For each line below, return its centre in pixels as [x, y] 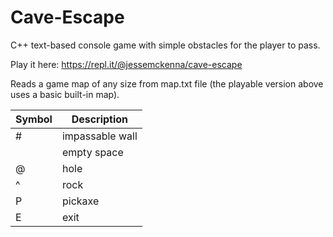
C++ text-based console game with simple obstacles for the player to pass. [165, 45]
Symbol [34, 119]
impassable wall [99, 136]
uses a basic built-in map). [65, 94]
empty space [92, 152]
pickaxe [80, 201]
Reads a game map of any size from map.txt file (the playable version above [167, 83]
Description [100, 119]
